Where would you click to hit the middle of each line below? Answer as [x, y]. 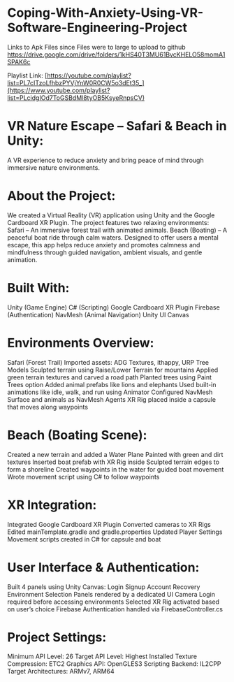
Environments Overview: [81, 343]
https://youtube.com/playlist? [89, 75]
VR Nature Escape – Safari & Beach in [117, 126]
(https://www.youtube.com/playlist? [59, 90]
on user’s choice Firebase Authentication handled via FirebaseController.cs [115, 609]
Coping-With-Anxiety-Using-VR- [105, 13]
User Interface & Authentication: [103, 567]
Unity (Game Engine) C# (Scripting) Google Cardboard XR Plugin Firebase [114, 307]
